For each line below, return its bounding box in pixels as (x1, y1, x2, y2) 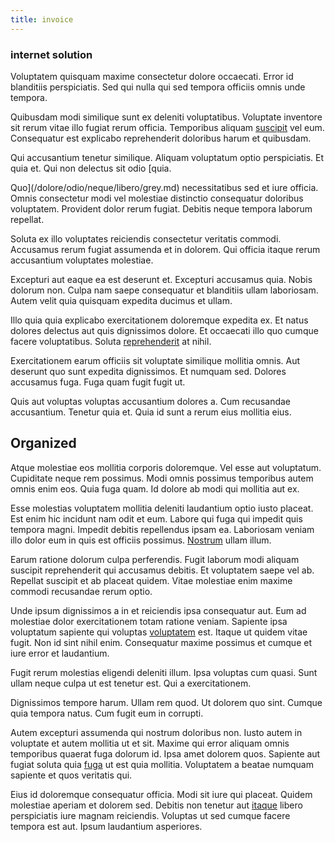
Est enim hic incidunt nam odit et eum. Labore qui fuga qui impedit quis (10, 512, 303, 525)
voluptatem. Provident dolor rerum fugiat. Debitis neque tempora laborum (10, 202, 313, 215)
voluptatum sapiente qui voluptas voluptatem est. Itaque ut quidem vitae (10, 626, 308, 638)
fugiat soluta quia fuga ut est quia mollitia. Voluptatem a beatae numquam (10, 758, 314, 770)
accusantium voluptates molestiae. (10, 254, 154, 266)
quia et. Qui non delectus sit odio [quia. (10, 162, 172, 174)
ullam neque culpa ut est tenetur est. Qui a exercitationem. (10, 677, 252, 689)
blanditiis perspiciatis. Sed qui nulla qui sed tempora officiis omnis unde (10, 81, 306, 93)
